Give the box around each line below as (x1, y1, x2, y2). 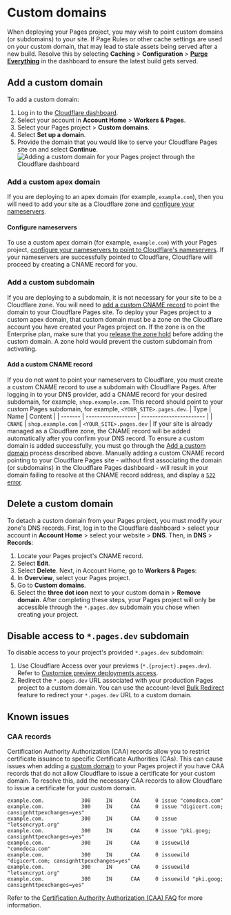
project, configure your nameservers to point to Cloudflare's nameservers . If (7, 246, 224, 254)
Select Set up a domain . (17, 130, 86, 138)
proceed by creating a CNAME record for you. (7, 260, 138, 269)
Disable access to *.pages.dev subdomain (7, 630, 190, 641)
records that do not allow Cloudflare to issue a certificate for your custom (7, 770, 216, 778)
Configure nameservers (7, 223, 77, 232)
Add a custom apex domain (7, 177, 101, 187)
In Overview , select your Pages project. (17, 573, 131, 582)
